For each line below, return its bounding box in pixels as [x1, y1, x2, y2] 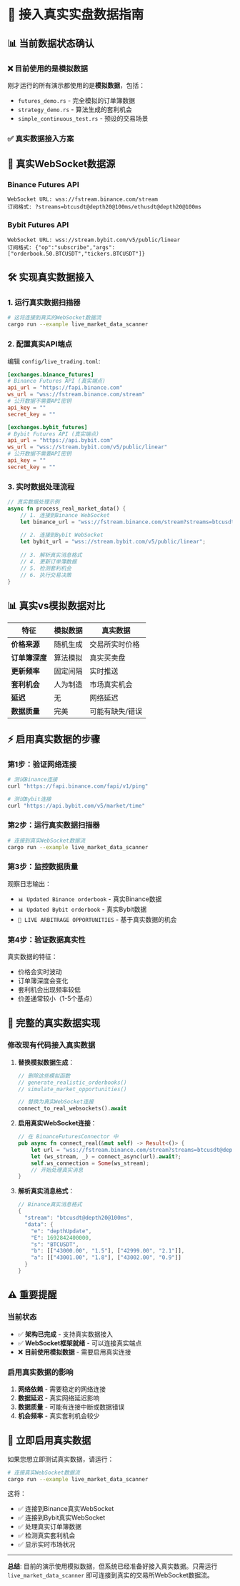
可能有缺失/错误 [89, 706, 143, 716]
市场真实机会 [89, 680, 134, 690]
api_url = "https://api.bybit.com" [7, 437, 114, 444]
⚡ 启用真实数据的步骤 [7, 733, 101, 745]
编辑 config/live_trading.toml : [7, 356, 101, 365]
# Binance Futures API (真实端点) [7, 378, 106, 385]
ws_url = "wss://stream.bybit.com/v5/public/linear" [7, 443, 168, 451]
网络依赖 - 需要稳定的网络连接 [17, 1385, 106, 1393]
